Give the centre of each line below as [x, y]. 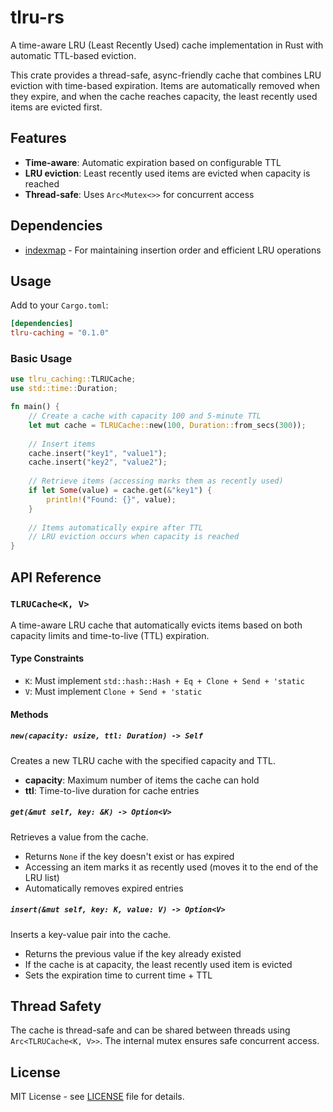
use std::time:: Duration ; [64, 389]
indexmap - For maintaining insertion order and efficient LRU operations [173, 250]
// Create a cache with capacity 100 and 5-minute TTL [145, 416]
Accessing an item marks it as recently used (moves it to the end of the [171, 867]
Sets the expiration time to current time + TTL [118, 975]
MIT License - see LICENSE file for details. [97, 1097]
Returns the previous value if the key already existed [133, 953]
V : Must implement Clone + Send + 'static [113, 692]
